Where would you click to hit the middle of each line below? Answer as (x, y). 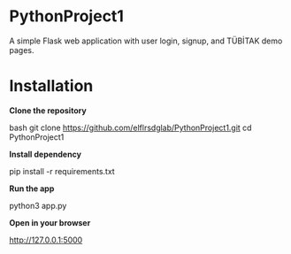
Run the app (32, 189)
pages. (22, 50)
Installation (51, 86)
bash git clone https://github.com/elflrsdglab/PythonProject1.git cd (130, 127)
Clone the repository (48, 110)
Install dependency (46, 154)
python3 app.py (38, 205)
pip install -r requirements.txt (62, 171)
